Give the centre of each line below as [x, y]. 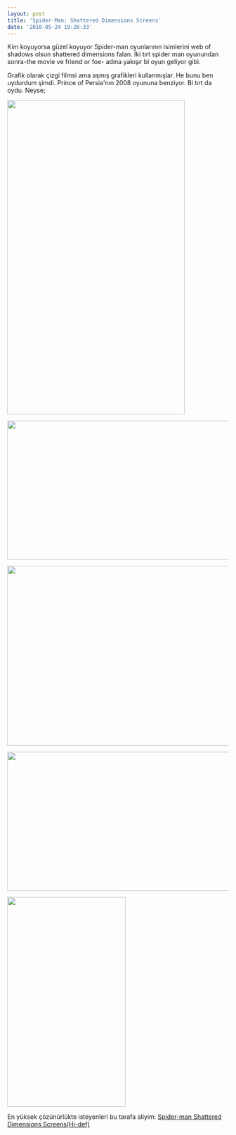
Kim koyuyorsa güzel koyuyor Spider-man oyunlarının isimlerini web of [109, 47]
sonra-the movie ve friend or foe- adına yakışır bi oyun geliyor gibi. [104, 62]
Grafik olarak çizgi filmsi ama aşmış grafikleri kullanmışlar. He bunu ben [110, 75]
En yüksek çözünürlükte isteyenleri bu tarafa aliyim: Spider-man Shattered [114, 1117]
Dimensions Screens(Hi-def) [48, 1124]
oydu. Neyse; [26, 90]
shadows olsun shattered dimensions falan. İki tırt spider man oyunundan [113, 54]
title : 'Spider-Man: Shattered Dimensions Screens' [84, 20]
